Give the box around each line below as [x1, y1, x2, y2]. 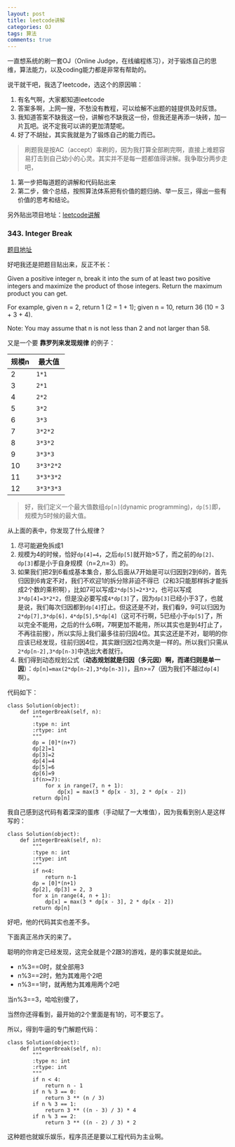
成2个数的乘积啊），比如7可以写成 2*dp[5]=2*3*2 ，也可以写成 [17, 585, 192, 594]
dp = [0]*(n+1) [32, 880, 77, 887]
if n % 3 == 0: [32, 1089, 77, 1096]
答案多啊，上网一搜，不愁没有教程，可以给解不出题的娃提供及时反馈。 [17, 104, 221, 113]
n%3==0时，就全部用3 [17, 963, 84, 971]
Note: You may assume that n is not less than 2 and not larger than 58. [7, 324, 210, 333]
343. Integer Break [7, 229, 72, 239]
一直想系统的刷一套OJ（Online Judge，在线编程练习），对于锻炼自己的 [7, 57, 211, 65]
